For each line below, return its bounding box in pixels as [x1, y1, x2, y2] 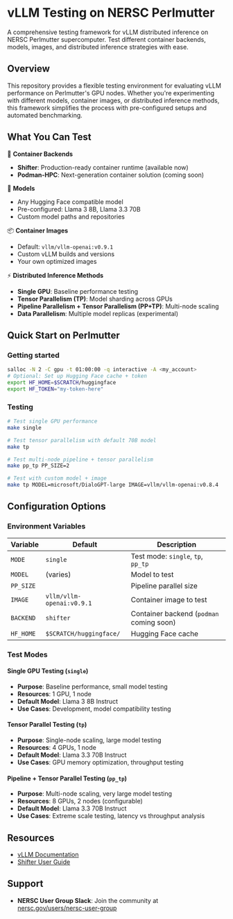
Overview [7, 63, 51, 74]
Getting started [7, 350, 60, 360]
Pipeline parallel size [130, 581, 198, 590]
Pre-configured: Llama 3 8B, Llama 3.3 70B [17, 205, 141, 213]
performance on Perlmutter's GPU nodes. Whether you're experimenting [7, 88, 215, 97]
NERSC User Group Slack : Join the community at [17, 896, 159, 904]
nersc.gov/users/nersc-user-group [17, 904, 117, 912]
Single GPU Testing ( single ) [7, 667, 89, 675]
